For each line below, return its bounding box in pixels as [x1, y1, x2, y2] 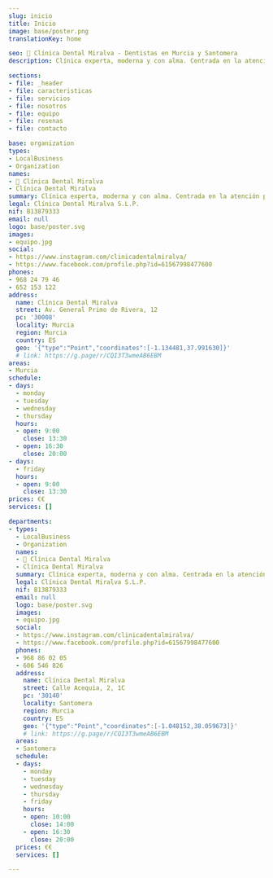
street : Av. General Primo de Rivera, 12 [15, 306, 158, 314]
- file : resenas [8, 117, 63, 125]
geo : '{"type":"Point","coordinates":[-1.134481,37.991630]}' [15, 344, 231, 352]
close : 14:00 [29, 820, 75, 828]
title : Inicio [8, 20, 57, 28]
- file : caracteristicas [8, 86, 93, 94]
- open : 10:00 [23, 813, 71, 821]
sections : [8, 72, 42, 80]
